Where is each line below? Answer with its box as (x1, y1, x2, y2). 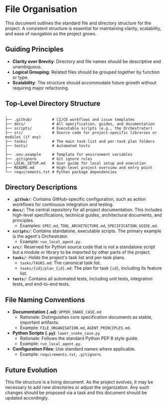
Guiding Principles (5, 45, 64, 53)
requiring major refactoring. (12, 85, 69, 91)
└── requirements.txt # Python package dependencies (5, 169, 117, 174)
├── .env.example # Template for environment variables (5, 152, 133, 157)
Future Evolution (5, 366, 57, 374)
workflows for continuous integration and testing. (12, 201, 114, 208)
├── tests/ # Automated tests (5, 143, 91, 148)
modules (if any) (5, 134, 41, 139)
